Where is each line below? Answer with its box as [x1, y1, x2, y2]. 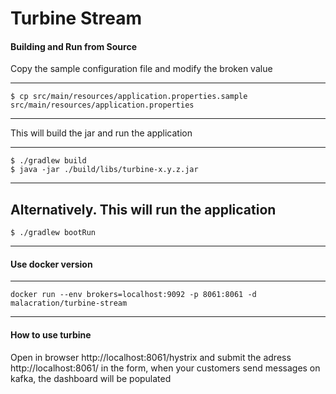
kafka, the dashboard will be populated [10, 372, 172, 384]
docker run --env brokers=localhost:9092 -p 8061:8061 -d [10, 290, 257, 300]
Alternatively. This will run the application [10, 201, 277, 218]
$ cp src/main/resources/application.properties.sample [10, 92, 248, 102]
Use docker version [10, 258, 93, 270]
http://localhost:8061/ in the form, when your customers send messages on [10, 362, 321, 374]
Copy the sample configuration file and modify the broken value [10, 63, 273, 75]
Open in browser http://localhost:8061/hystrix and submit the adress [10, 351, 292, 363]
